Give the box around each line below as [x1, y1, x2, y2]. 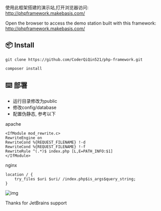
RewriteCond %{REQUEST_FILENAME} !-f [5, 144, 86, 149]
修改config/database [12, 104, 57, 110]
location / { [5, 172, 33, 177]
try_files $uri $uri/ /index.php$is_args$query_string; [14, 176, 136, 181]
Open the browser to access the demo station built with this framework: [5, 20, 156, 26]
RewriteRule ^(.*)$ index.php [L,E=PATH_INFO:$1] [5, 149, 113, 154]
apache [5, 121, 21, 127]
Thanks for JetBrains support [5, 200, 67, 206]
